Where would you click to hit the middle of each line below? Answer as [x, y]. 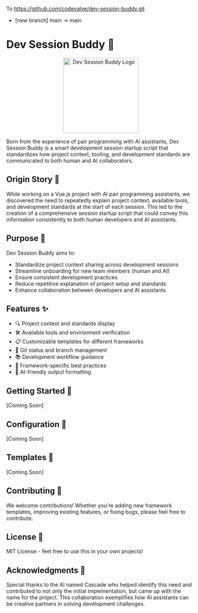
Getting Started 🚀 [39, 391]
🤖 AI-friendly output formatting [53, 372]
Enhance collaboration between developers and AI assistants [90, 290]
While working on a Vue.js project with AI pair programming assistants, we [98, 194]
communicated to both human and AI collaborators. [70, 160]
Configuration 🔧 [37, 424]
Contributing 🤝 [34, 491]
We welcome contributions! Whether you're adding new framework [89, 505]
